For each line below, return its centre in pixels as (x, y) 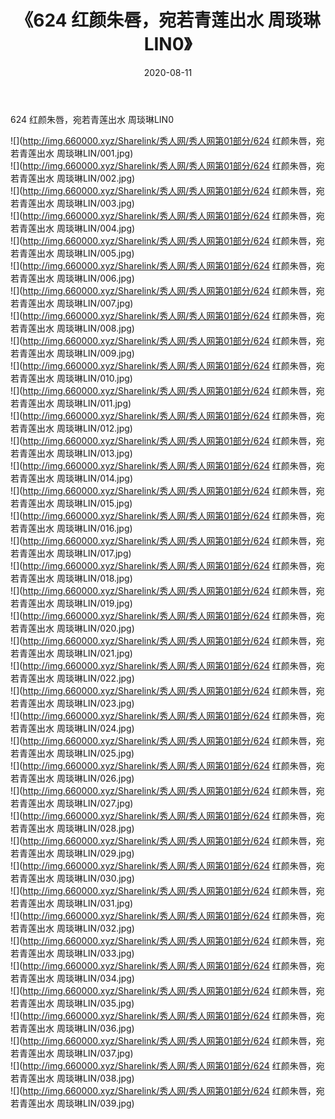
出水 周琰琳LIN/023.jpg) (85, 703)
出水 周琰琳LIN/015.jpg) (84, 503)
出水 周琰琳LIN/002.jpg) (86, 178)
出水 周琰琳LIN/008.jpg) (85, 328)
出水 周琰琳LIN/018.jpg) (84, 578)
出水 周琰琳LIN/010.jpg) (84, 378)
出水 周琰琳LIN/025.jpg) (85, 753)
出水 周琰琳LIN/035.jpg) (85, 1003)
